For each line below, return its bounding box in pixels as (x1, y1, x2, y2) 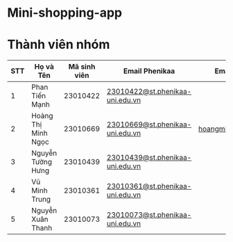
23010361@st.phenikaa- (106, 181, 192, 191)
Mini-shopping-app (7, 5, 123, 21)
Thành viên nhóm (7, 37, 110, 53)
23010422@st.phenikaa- (106, 87, 192, 97)
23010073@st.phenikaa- (106, 210, 192, 220)
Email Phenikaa (123, 66, 175, 76)
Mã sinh (68, 62, 96, 72)
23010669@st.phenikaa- (106, 120, 192, 129)
